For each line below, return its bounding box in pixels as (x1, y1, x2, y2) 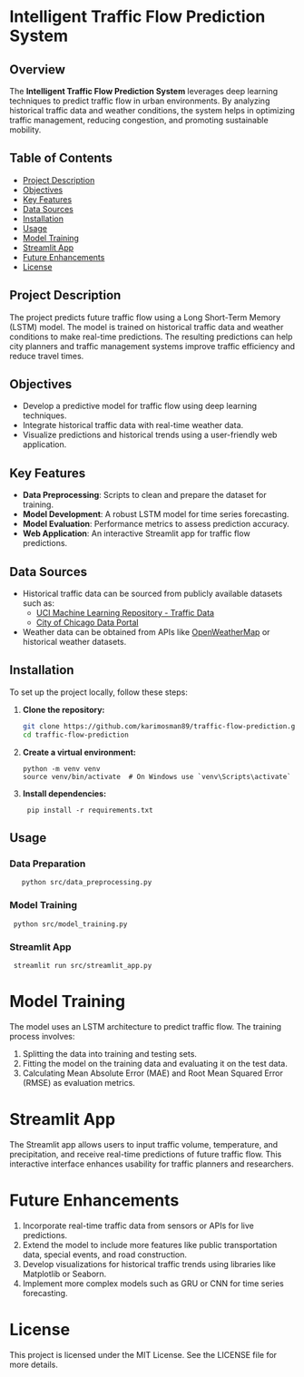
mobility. (9, 124, 42, 135)
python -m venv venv (22, 764, 101, 773)
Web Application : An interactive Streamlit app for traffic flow (22, 528, 251, 539)
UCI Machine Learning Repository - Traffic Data (35, 608, 215, 619)
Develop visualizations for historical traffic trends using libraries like (22, 1258, 277, 1269)
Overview (9, 62, 66, 77)
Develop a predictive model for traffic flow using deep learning (22, 401, 257, 412)
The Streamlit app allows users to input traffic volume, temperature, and (9, 1138, 279, 1149)
